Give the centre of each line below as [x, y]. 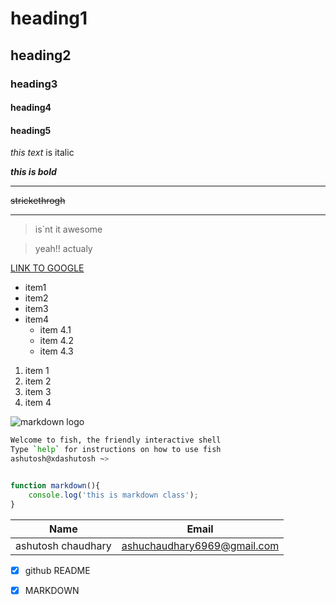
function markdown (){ [55, 485]
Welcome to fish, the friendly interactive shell [116, 440]
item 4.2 [56, 341]
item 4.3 [56, 351]
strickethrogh [38, 201]
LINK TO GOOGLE [47, 268]
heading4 [31, 108]
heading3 [34, 84]
